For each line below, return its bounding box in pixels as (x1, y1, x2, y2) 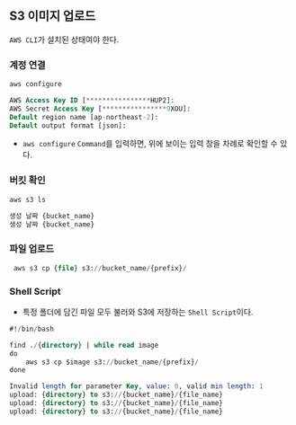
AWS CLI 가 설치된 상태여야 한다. (9, 34, 120, 45)
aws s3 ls (9, 195, 47, 204)
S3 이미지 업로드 (9, 8, 96, 24)
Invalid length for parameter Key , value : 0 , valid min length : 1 (9, 382, 264, 391)
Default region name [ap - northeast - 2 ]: (9, 112, 159, 121)
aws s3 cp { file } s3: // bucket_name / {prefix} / (13, 263, 187, 272)
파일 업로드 (9, 243, 55, 255)
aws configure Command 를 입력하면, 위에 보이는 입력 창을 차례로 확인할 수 (22, 138, 278, 149)
